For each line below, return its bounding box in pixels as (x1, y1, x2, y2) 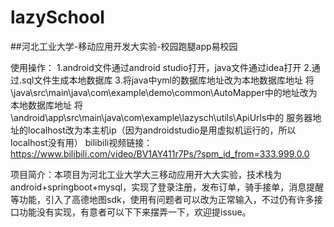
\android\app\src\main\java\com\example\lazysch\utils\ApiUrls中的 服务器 (10, 111, 313, 123)
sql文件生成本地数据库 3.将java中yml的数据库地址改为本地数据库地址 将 (21, 74, 315, 86)
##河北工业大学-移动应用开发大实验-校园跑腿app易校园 (10, 40, 238, 52)
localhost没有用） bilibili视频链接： (10, 136, 153, 148)
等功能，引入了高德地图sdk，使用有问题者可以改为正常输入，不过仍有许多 (10, 193, 315, 205)
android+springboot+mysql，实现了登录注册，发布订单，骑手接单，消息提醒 (10, 181, 325, 193)
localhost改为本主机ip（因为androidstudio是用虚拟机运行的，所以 (27, 124, 297, 136)
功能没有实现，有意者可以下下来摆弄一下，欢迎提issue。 (18, 206, 252, 218)
